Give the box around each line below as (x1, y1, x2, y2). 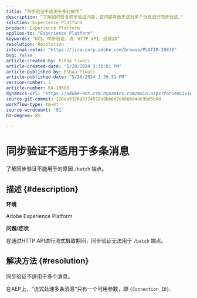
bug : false (6, 52, 33, 58)
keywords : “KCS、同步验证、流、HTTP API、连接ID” (6, 36, 120, 42)
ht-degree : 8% (6, 112, 41, 118)
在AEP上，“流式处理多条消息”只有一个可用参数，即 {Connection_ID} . (6, 285, 171, 292)
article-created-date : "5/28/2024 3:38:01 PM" (6, 63, 122, 69)
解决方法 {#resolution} (6, 256, 89, 266)
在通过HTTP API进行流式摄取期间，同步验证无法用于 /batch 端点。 (6, 237, 167, 244)
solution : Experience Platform (6, 19, 83, 25)
